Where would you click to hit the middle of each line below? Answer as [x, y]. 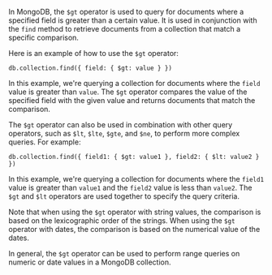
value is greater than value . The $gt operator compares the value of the [128, 92]
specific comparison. [44, 37]
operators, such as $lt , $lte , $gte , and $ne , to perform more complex [124, 133]
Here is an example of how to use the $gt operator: [93, 53]
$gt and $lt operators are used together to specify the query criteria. [124, 196]
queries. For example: [45, 142]
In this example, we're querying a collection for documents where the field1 [136, 179]
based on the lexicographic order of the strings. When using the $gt [122, 221]
